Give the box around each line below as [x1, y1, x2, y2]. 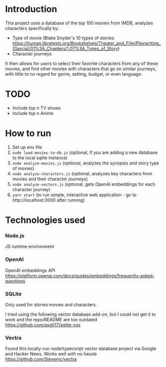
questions [5, 278, 26, 284]
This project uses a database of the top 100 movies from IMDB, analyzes [5, 20, 154, 26]
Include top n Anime [12, 110, 54, 116]
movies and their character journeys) [12, 176, 88, 182]
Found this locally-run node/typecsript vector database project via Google [5, 346, 157, 352]
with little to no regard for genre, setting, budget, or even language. [5, 71, 143, 77]
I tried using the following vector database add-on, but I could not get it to [5, 311, 156, 317]
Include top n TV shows [12, 105, 61, 111]
